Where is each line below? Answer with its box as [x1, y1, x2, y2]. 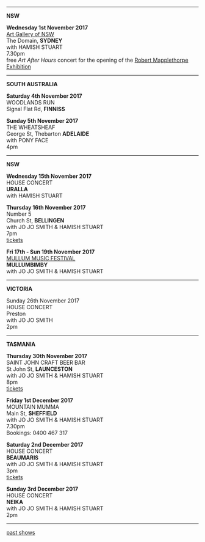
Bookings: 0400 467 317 [6, 429, 68, 436]
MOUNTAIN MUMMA [6, 403, 60, 410]
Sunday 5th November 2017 [6, 117, 78, 124]
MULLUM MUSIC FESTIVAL [6, 255, 76, 262]
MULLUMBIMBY [6, 261, 48, 268]
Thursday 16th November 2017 [6, 204, 86, 211]
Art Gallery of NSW [6, 31, 55, 37]
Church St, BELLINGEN [6, 217, 65, 224]
